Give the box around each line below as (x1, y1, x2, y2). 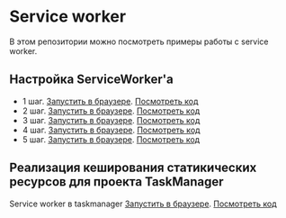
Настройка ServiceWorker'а (9, 72, 174, 87)
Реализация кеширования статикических (9, 160, 257, 176)
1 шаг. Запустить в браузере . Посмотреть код (22, 95, 199, 106)
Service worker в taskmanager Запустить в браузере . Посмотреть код (9, 198, 277, 209)
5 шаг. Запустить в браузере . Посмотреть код (22, 133, 201, 145)
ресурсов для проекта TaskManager (9, 174, 224, 190)
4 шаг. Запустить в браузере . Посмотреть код (22, 124, 201, 135)
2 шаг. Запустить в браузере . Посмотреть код (22, 105, 201, 116)
